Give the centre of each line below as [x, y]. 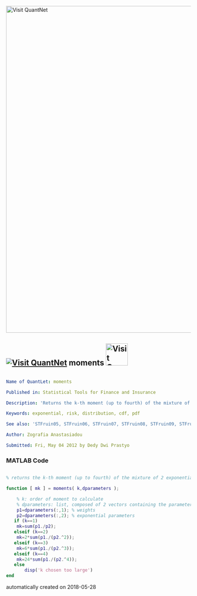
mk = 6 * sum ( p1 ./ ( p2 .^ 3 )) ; [46, 548]
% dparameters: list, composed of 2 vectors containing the [91, 504]
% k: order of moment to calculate [60, 499]
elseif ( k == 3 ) [31, 543]
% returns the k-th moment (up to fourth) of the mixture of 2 [85, 478]
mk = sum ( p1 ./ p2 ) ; [37, 527]
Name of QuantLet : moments [39, 382]
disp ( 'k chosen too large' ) [59, 570]
